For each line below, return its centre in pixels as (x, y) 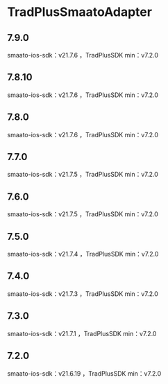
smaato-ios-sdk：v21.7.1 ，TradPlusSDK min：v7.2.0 (82, 333)
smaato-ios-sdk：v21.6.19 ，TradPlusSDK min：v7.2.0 (84, 373)
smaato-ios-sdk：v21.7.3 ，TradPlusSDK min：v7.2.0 (83, 294)
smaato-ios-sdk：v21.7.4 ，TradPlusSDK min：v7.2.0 (83, 254)
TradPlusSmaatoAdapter (80, 12)
